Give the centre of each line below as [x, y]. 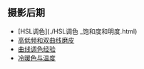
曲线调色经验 [36, 49]
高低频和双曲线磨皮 [46, 40]
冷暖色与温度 [36, 58]
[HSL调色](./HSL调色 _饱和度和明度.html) [77, 31]
